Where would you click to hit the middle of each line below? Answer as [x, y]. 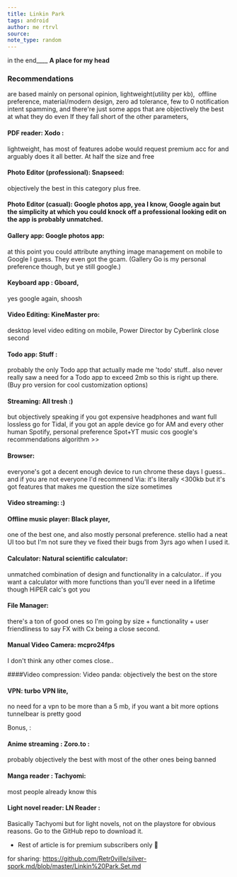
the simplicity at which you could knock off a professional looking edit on [117, 212]
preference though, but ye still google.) [64, 266]
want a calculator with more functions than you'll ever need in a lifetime [111, 582]
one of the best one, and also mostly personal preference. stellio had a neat [117, 535]
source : [19, 34]
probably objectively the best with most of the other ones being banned [112, 759]
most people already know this [52, 791]
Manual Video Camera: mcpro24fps [61, 645]
